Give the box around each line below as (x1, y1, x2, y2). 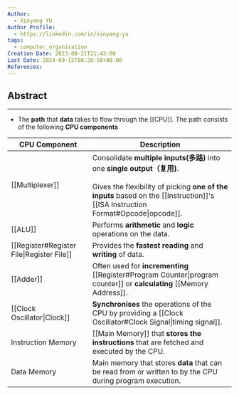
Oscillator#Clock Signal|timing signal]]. (92, 317, 223, 327)
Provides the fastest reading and (92, 241, 203, 251)
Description (139, 139, 181, 149)
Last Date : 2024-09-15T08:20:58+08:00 (7, 57, 122, 64)
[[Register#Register (11, 241, 77, 251)
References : (7, 63, 43, 70)
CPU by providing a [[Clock (92, 308, 184, 318)
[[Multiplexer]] (11, 180, 60, 190)
